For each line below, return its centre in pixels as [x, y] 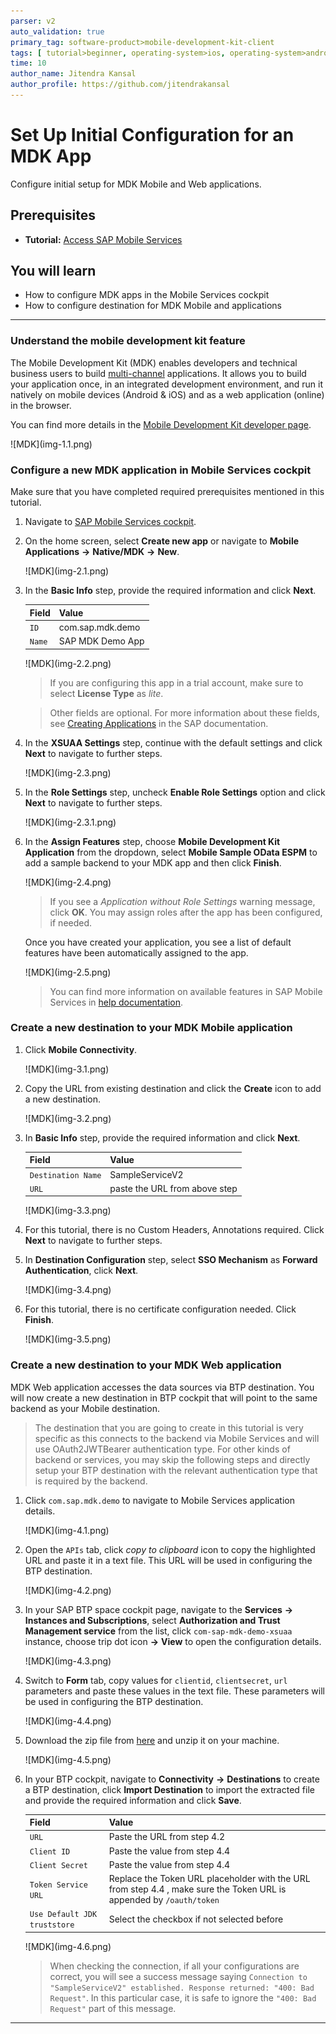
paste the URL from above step [173, 1188]
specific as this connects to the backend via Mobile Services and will [177, 1438]
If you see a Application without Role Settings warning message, [182, 901]
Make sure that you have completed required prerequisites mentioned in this [167, 492]
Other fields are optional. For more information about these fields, [184, 712]
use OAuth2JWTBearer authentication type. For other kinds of [162, 1449]
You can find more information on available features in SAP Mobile [186, 991]
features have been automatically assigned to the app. [136, 952]
